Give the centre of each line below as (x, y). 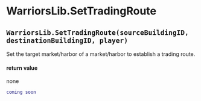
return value (22, 68)
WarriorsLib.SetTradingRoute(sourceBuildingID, (97, 32)
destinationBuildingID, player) (67, 40)
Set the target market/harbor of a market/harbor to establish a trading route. (101, 54)
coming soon (21, 92)
